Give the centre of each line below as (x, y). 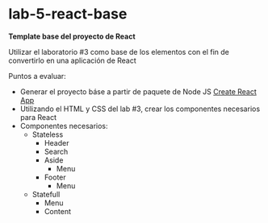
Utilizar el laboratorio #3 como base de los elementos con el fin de (119, 52)
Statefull (46, 194)
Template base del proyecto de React (72, 36)
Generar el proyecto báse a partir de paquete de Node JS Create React (138, 91)
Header (57, 142)
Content (57, 211)
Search (56, 151)
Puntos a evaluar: (37, 76)
